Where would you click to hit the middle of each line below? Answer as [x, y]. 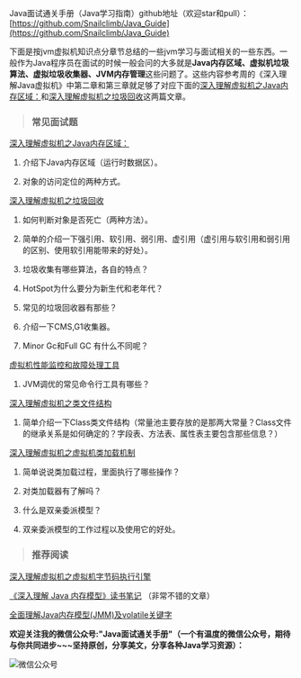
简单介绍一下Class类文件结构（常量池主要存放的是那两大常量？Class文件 [157, 422]
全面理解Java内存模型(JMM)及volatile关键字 [91, 614]
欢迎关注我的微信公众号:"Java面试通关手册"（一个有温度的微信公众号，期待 [150, 634]
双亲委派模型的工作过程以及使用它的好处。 [101, 529]
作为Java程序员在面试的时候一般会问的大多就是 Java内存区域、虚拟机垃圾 [153, 63]
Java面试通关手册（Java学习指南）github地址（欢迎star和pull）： [129, 13]
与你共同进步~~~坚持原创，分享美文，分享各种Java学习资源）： [127, 645]
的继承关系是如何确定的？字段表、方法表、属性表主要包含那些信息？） [152, 434]
